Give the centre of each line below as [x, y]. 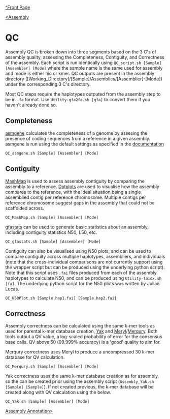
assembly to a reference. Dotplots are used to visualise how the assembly [82, 186]
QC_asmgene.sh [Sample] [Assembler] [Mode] [52, 153]
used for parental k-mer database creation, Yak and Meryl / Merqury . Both [81, 331]
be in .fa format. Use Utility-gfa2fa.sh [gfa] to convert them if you [78, 99]
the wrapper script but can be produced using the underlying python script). [85, 267]
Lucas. [12, 289]
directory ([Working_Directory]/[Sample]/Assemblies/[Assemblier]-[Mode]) [84, 79]
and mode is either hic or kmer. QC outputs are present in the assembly [80, 73]
